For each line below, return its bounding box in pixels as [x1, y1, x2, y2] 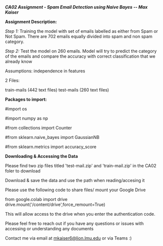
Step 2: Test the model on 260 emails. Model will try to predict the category [5, 48, 157, 54]
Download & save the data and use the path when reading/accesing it [5, 178, 145, 183]
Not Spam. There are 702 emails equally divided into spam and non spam [5, 34, 153, 39]
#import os [5, 106, 27, 112]
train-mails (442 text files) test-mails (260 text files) [5, 87, 109, 92]
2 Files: [5, 78, 20, 83]
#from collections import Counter [5, 125, 72, 131]
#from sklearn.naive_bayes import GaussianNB [5, 134, 100, 140]
